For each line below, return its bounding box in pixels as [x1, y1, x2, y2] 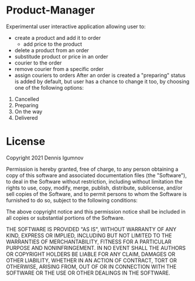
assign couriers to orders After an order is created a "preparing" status [14, 72, 186, 79]
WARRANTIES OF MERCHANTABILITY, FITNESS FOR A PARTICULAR [6, 238, 172, 245]
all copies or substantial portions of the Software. [6, 214, 125, 221]
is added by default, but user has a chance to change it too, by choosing [14, 77, 190, 85]
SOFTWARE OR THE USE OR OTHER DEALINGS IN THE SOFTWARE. [6, 269, 170, 276]
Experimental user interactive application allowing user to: [6, 23, 146, 30]
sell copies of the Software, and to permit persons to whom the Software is [6, 190, 187, 197]
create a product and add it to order [14, 34, 101, 41]
